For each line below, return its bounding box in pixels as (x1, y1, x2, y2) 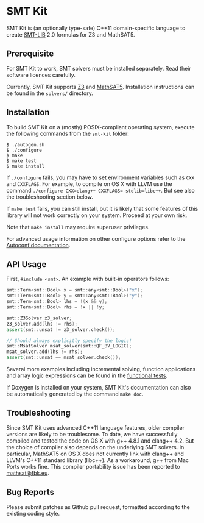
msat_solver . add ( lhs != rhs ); (6, 349, 83, 355)
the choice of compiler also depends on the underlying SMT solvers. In (6, 443, 185, 450)
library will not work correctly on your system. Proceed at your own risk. (6, 212, 188, 219)
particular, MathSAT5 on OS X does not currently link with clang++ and (6, 450, 185, 457)
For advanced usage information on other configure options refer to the (6, 235, 186, 242)
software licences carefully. (6, 71, 76, 79)
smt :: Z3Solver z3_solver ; (6, 315, 72, 321)
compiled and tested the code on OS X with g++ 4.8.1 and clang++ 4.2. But (6, 437, 194, 444)
